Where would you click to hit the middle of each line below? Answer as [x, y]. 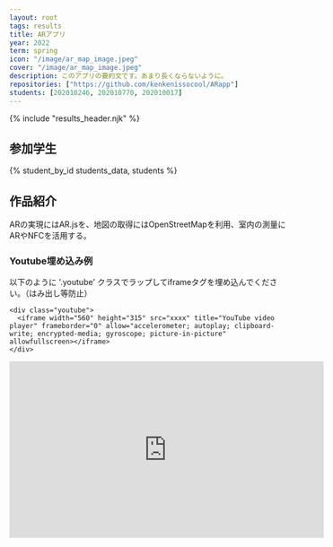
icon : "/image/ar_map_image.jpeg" [74, 59]
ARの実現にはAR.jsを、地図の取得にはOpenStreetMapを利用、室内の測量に [148, 224]
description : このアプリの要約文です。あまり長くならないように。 [118, 76]
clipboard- [254, 326]
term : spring [34, 51]
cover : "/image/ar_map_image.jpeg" [76, 68]
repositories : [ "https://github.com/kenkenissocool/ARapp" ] [124, 84]
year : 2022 [30, 43]
